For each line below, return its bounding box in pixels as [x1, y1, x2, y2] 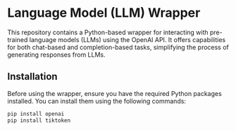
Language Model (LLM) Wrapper [7, 5, 201, 21]
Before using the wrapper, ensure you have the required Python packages [7, 89, 222, 97]
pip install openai [7, 110, 65, 117]
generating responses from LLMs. [7, 50, 106, 59]
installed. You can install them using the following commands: [7, 97, 187, 105]
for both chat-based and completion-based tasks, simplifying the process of [7, 43, 229, 51]
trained [7, 35, 28, 43]
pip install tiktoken [7, 117, 71, 124]
